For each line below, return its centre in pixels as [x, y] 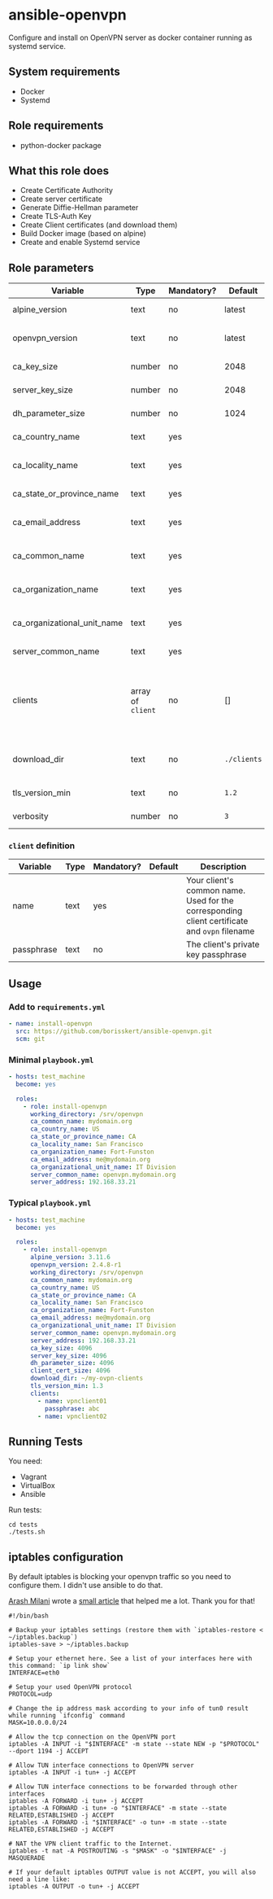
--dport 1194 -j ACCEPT [49, 1752]
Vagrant [33, 1477]
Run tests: [25, 1510]
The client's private [223, 944]
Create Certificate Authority [67, 190]
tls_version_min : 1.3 [67, 1386]
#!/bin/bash [28, 1616]
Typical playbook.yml [50, 1203]
